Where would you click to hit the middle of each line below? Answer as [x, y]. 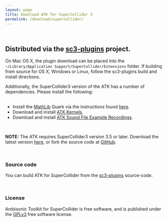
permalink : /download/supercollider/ [44, 19]
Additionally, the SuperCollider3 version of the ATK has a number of [75, 87]
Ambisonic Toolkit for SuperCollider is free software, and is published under [83, 209]
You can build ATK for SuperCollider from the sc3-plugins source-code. [79, 176]
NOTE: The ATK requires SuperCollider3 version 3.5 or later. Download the [82, 137]
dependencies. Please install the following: [49, 92]
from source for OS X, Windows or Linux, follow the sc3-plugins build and [81, 72]
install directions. [23, 77]
